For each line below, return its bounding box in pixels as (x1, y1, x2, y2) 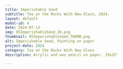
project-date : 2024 (5, 43, 45, 48)
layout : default (5, 16, 38, 21)
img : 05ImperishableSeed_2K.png (5, 30, 70, 34)
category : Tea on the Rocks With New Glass (5, 48, 95, 52)
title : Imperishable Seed (5, 7, 57, 12)
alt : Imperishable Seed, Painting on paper (5, 39, 95, 44)
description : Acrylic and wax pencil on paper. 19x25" (5, 52, 119, 57)
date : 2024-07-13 (5, 25, 40, 30)
